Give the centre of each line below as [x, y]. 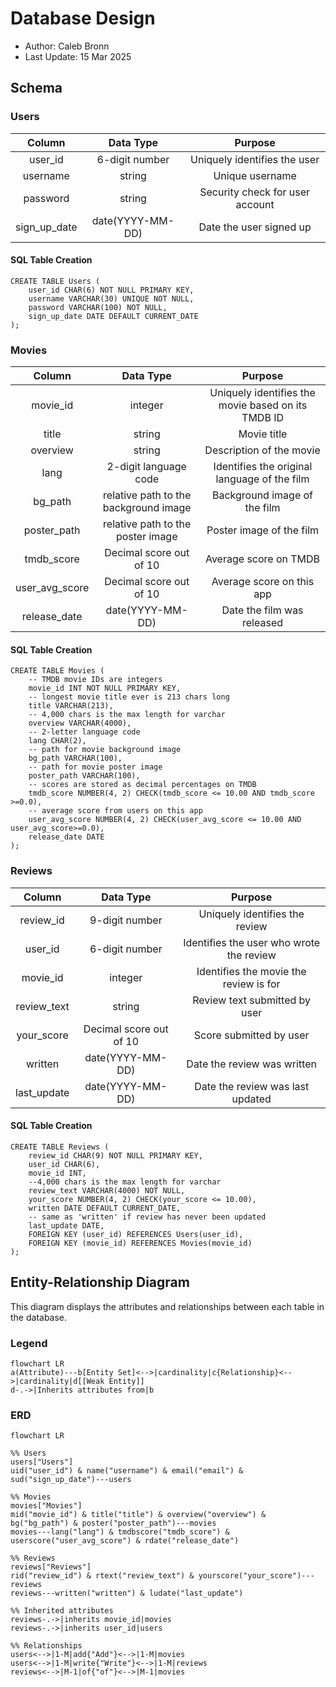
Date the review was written [252, 1064]
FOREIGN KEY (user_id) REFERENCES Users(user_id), [136, 1234]
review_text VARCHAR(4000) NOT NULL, [107, 1190]
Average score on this [263, 582]
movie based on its [263, 405]
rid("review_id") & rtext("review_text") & [102, 1576]
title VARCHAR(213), [71, 706]
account [255, 204]
